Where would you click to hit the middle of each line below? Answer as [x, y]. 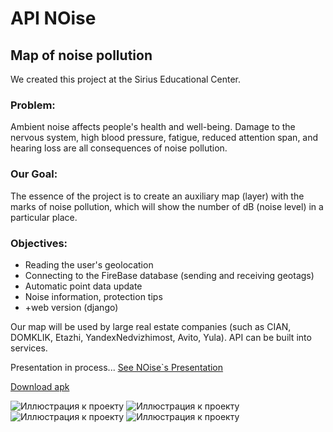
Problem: [33, 105]
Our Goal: [34, 174]
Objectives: [39, 243]
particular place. [44, 217]
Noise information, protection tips [93, 296]
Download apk [40, 386]
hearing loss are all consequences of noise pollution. [119, 148]
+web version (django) [71, 307]
